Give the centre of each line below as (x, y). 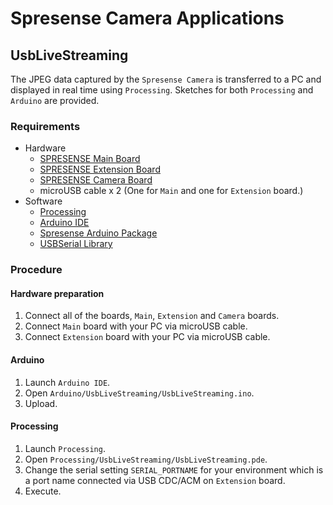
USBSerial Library (76, 244)
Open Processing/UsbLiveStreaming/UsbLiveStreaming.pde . (146, 459)
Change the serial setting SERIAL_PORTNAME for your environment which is (174, 469)
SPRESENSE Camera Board (96, 180)
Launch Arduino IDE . (67, 382)
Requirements (45, 126)
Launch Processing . (65, 448)
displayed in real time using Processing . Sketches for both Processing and (162, 90)
